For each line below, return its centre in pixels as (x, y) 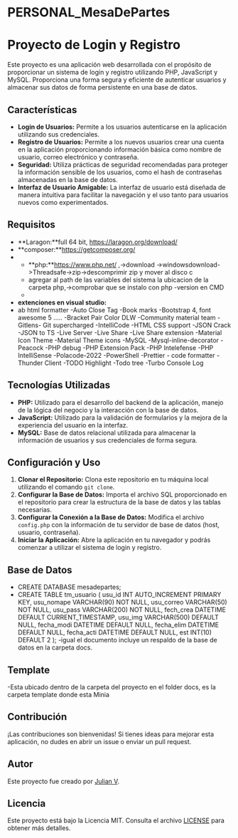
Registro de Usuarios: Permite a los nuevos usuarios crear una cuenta (121, 142)
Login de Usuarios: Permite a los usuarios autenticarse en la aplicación (122, 127)
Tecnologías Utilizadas (59, 385)
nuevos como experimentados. (63, 202)
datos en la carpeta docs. (55, 647)
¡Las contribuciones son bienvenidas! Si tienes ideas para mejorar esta (111, 734)
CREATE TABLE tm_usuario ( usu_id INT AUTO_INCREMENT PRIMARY (119, 595)
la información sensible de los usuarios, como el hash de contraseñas (120, 172)
